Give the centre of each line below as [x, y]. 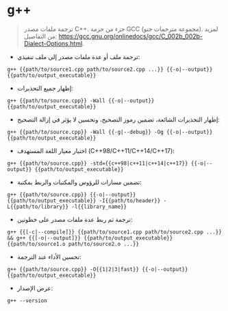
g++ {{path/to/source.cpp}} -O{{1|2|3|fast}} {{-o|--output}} [98, 269]
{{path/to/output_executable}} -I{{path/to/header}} [84, 200]
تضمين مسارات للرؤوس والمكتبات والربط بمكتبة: [79, 182]
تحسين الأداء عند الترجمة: [49, 257]
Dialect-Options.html [53, 43]
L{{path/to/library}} [38, 207]
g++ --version [27, 301]
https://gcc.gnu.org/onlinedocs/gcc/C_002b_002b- [131, 36]
